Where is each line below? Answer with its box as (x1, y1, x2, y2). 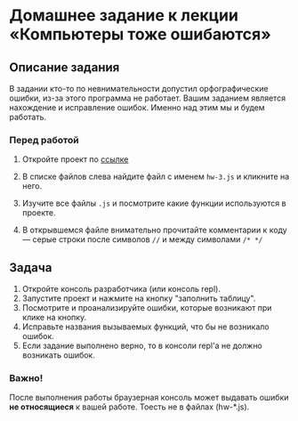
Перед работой (9, 134, 79, 146)
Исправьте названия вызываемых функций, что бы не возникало (21, 321, 270, 332)
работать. (9, 112, 47, 122)
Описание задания (9, 60, 120, 75)
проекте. (21, 207, 56, 218)
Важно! (9, 372, 44, 385)
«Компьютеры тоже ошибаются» (9, 24, 271, 45)
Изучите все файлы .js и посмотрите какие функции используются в (21, 198, 286, 209)
